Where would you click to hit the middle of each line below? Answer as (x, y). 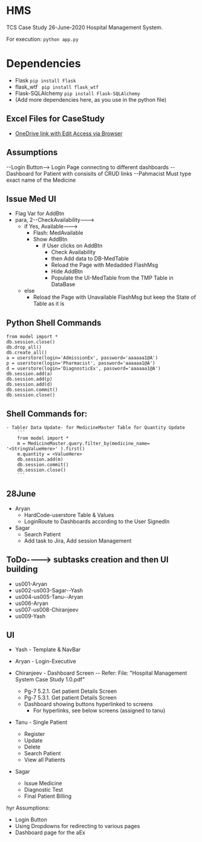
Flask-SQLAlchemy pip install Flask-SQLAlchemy (77, 93)
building (22, 570)
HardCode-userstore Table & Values (69, 515)
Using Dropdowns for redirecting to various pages (77, 826)
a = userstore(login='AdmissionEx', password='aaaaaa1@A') (82, 358)
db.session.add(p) (29, 379)
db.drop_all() (24, 347)
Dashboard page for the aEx (50, 833)
